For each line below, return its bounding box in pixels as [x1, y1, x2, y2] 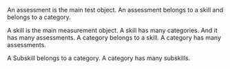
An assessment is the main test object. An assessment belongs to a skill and [7, 6, 224, 14]
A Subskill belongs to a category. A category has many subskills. [7, 54, 191, 62]
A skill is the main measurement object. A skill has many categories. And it [7, 27, 218, 34]
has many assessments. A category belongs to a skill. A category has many [7, 33, 222, 42]
